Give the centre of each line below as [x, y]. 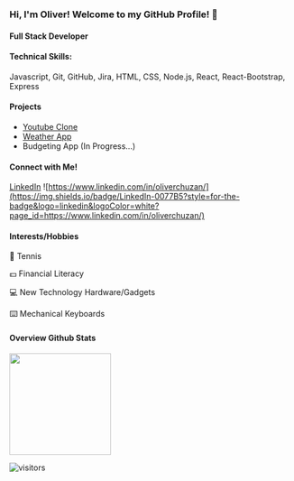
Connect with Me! [44, 167]
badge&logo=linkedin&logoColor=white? [84, 206]
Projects [26, 106]
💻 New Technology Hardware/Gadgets [83, 292]
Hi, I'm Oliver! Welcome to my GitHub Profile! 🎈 [114, 14]
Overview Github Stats [53, 338]
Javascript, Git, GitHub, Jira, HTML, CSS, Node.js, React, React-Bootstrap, [147, 77]
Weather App [47, 136]
